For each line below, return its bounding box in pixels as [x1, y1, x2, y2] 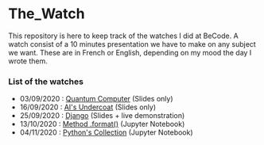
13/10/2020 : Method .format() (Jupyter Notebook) [19, 120, 185, 129]
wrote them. [8, 56, 48, 66]
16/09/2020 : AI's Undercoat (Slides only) [19, 102, 157, 112]
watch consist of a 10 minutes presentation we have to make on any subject [8, 39, 256, 48]
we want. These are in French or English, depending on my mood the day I [8, 48, 252, 57]
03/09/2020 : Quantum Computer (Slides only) [19, 94, 173, 104]
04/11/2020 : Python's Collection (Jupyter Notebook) [19, 128, 193, 137]
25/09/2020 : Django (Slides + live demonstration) [19, 111, 185, 120]
